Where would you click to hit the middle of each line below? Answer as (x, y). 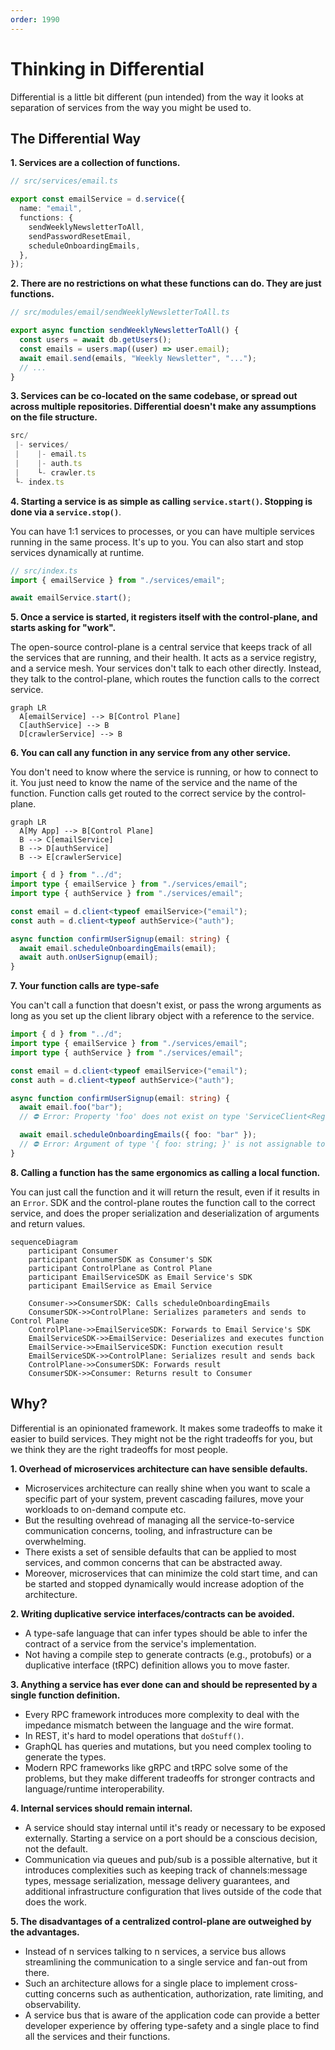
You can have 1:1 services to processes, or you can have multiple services (162, 531)
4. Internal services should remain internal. (101, 1808)
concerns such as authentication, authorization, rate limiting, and (190, 1993)
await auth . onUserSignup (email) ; (89, 957)
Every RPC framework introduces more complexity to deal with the (162, 1714)
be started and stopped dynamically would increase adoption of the (164, 1583)
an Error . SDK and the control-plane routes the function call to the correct (163, 1202)
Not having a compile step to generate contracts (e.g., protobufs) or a (168, 1654)
